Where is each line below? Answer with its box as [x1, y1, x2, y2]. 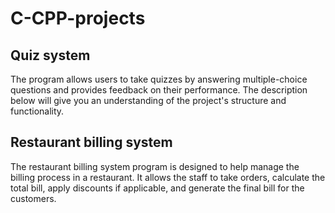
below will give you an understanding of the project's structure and [10, 95, 287, 106]
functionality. [10, 105, 65, 117]
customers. [10, 192, 57, 204]
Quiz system [10, 47, 91, 64]
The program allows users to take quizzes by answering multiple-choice [10, 73, 308, 85]
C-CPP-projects [10, 7, 146, 30]
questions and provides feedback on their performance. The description [10, 84, 308, 96]
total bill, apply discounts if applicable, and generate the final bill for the [10, 182, 305, 194]
